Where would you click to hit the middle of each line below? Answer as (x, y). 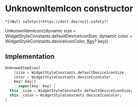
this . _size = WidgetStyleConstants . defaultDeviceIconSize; (71, 91)
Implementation (30, 57)
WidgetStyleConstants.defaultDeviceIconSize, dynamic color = (69, 36)
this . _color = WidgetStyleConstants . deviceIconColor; (66, 95)
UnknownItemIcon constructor (69, 9)
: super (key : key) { (35, 86)
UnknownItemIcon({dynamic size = (41, 30)
